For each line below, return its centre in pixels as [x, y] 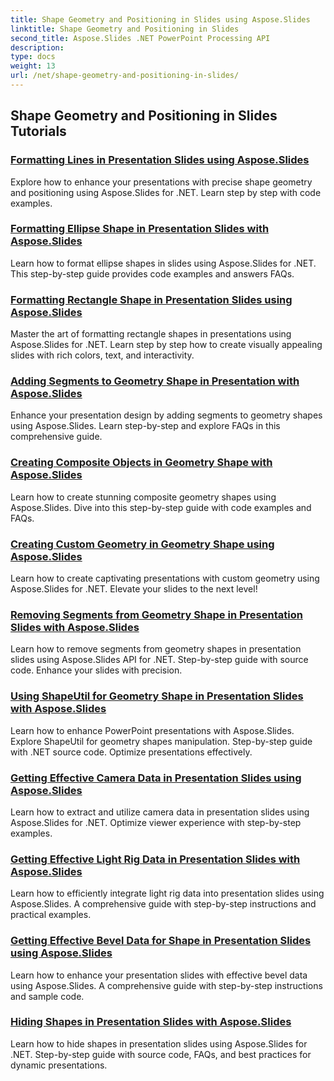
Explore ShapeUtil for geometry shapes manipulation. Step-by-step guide [161, 741]
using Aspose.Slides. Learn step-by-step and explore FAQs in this [145, 426]
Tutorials [38, 131]
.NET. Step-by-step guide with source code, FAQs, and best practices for [161, 1054]
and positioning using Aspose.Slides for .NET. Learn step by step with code [166, 192]
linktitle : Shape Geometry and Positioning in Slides [125, 29]
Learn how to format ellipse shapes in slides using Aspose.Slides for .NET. [163, 263]
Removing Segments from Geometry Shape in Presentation [156, 614]
